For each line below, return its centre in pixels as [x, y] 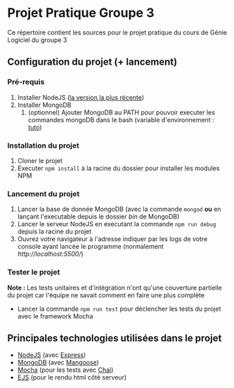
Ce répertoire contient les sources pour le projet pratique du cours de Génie [117, 32]
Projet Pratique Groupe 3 [81, 13]
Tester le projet [34, 272]
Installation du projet [43, 145]
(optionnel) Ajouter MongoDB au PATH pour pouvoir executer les [122, 112]
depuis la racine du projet [54, 232]
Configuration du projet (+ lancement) [92, 62]
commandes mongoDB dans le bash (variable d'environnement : [121, 119]
